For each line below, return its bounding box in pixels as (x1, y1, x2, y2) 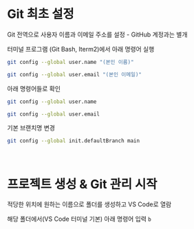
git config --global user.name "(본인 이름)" (7, 58, 134, 65)
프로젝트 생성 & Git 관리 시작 (7, 176, 158, 192)
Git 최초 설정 (7, 6, 74, 22)
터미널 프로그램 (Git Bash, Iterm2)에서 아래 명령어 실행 (7, 45, 155, 53)
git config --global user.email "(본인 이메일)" (7, 71, 142, 78)
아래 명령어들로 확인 (7, 84, 61, 93)
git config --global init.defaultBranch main (7, 138, 140, 144)
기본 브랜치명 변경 (7, 124, 55, 132)
